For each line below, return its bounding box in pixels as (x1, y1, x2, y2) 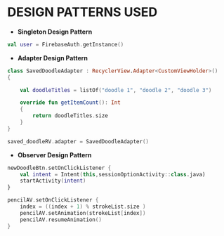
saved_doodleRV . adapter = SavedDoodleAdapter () (7, 138, 150, 145)
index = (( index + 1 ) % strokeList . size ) (20, 203, 146, 211)
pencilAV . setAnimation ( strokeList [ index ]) (20, 209, 146, 216)
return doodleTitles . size (32, 112, 109, 119)
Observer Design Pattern (17, 150, 92, 159)
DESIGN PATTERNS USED (7, 4, 158, 20)
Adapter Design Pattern (17, 53, 88, 62)
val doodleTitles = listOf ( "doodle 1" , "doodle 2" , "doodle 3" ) (20, 86, 212, 93)
